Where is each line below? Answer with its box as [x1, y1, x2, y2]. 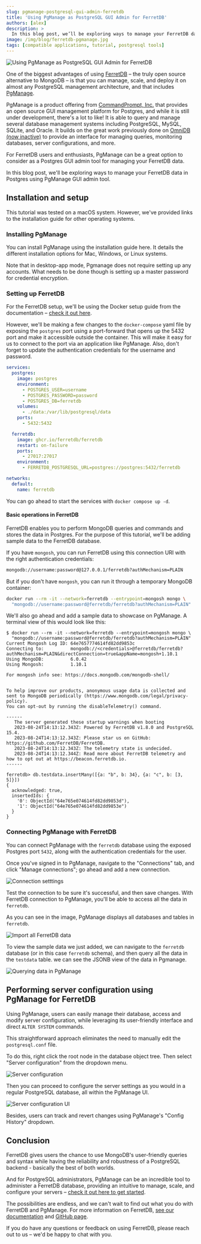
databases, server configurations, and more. [6, 139, 116, 146]
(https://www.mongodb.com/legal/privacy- [83, 693, 188, 699]
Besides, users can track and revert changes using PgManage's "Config [6, 1111, 184, 1119]
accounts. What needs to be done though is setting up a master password [6, 268, 188, 275]
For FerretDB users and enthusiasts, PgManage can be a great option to [6, 151, 184, 158]
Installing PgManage [6, 230, 68, 238]
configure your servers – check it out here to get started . [6, 1189, 146, 1196]
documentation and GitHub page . [6, 1213, 89, 1220]
